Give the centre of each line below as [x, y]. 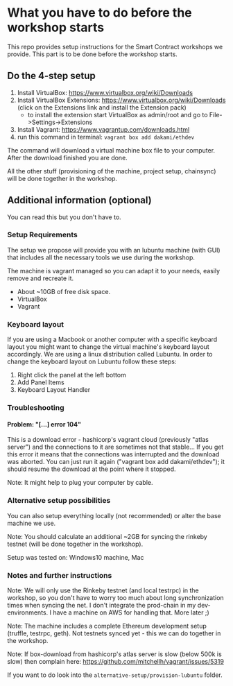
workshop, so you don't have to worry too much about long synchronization [115, 597]
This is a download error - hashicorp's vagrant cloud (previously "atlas [108, 440]
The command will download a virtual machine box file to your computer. [111, 150]
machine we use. [32, 523]
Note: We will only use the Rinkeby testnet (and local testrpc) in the [103, 590]
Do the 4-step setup [51, 76]
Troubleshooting [36, 408]
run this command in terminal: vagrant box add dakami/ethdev [106, 137]
